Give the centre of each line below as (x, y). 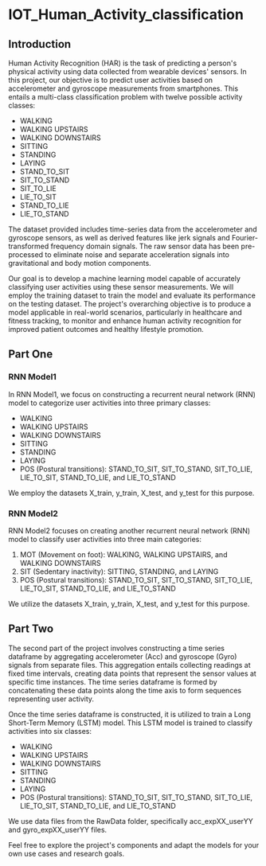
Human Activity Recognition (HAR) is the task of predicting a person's (123, 63)
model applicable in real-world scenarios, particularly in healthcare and (125, 312)
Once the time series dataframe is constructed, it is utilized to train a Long (129, 714)
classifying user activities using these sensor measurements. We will (121, 287)
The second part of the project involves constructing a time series (117, 648)
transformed (29, 246)
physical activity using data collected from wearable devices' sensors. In (127, 72)
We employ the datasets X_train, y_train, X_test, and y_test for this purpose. (131, 493)
